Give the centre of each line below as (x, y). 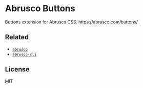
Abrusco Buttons (40, 9)
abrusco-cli (24, 54)
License (17, 69)
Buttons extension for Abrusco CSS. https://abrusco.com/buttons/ (71, 22)
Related (17, 37)
